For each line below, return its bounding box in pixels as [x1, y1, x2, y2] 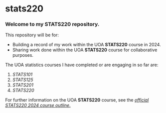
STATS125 [12, 77, 33, 83]
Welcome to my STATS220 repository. [5, 21, 100, 28]
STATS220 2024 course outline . [5, 103, 71, 109]
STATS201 [12, 82, 34, 88]
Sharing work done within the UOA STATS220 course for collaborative [12, 47, 158, 53]
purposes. [12, 52, 34, 58]
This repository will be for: [5, 32, 59, 38]
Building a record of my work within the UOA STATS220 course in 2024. [12, 42, 161, 48]
